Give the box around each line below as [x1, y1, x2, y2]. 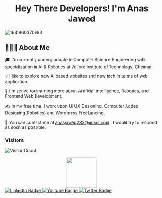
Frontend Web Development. [5, 93, 63, 99]
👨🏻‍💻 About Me [5, 43, 50, 52]
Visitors [5, 137, 24, 144]
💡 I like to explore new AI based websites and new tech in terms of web [5, 73, 148, 79]
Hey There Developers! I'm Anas [15, 3, 149, 14]
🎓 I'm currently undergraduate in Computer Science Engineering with [5, 56, 146, 62]
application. [5, 78, 29, 84]
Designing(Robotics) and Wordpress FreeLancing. [5, 110, 105, 116]
